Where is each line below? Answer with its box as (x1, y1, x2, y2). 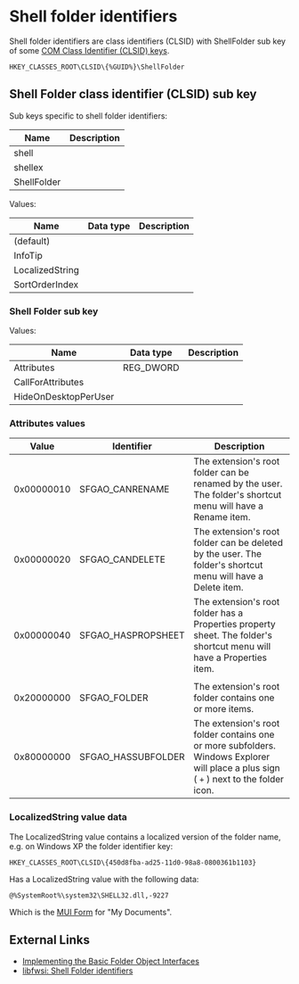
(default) (13, 235, 51, 247)
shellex (13, 161, 44, 173)
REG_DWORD (123, 361, 180, 374)
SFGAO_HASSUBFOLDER (79, 751, 185, 764)
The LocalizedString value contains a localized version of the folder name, (9, 831, 282, 842)
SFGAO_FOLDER (79, 691, 149, 704)
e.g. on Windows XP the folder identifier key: (9, 840, 174, 851)
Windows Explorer (193, 751, 271, 764)
